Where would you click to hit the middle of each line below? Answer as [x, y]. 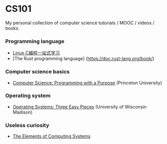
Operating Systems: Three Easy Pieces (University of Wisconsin [80, 107]
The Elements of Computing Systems [52, 136]
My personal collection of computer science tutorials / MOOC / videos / [80, 23]
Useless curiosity [27, 125]
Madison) [23, 112]
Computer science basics [38, 72]
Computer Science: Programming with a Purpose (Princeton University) [87, 83]
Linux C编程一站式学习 [36, 53]
